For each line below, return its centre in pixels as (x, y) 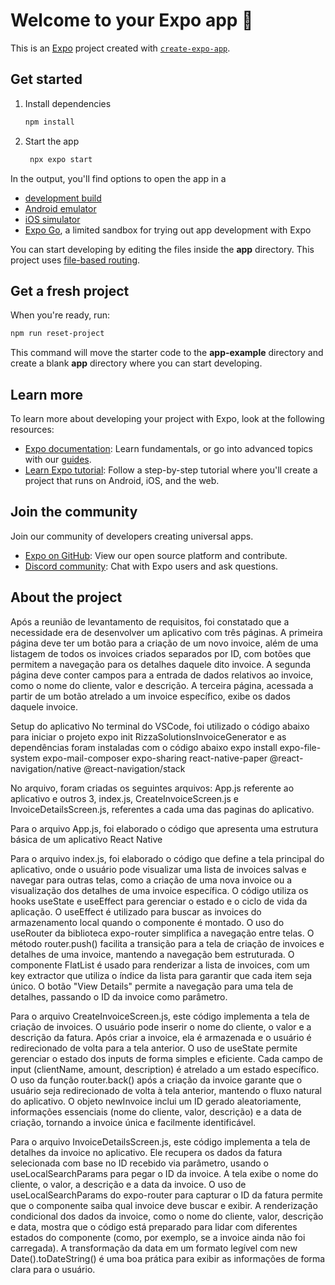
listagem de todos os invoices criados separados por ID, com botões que (161, 653)
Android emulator (60, 208)
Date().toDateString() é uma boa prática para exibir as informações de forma (168, 1258)
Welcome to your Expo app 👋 (132, 20)
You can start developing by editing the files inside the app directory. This (162, 249)
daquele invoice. (44, 706)
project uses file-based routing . (75, 260)
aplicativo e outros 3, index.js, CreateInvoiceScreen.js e (124, 798)
